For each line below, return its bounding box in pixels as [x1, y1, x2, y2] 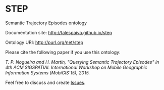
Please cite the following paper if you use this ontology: [5, 49, 121, 55]
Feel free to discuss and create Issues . [5, 79, 86, 85]
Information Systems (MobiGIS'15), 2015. [5, 69, 90, 76]
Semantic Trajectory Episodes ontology [5, 20, 87, 26]
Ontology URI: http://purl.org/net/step [5, 39, 83, 46]
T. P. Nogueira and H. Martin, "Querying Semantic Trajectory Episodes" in [5, 59, 159, 65]
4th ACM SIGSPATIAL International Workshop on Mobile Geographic [5, 64, 147, 70]
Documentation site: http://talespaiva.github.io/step [5, 29, 113, 35]
